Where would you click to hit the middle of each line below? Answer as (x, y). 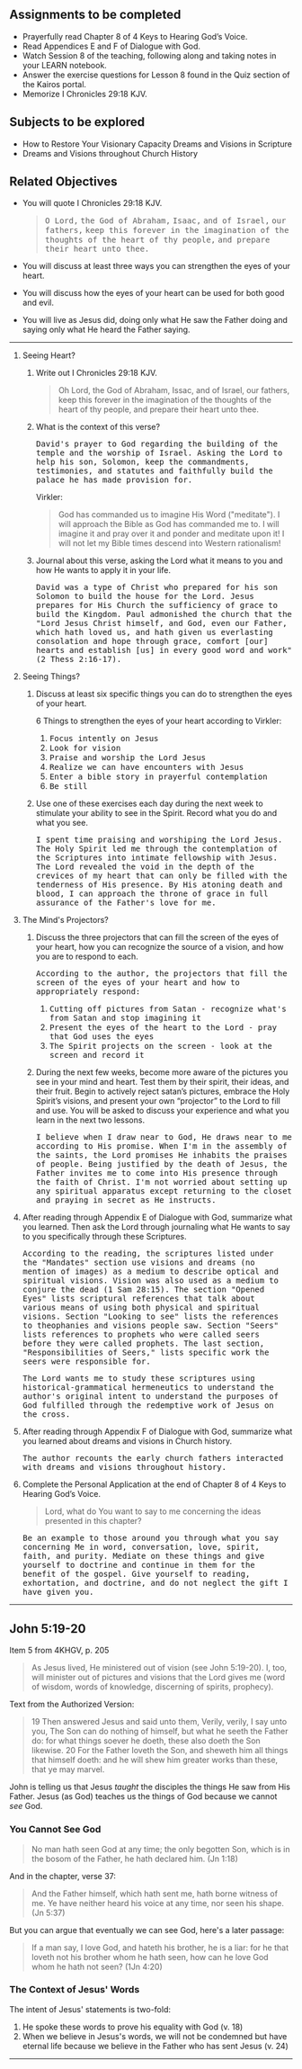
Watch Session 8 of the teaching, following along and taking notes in (149, 55)
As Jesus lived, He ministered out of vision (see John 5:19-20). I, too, (159, 1668)
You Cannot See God (55, 1830)
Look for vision (85, 748)
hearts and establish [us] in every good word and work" (164, 650)
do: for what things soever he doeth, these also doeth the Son (146, 1741)
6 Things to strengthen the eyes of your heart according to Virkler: (159, 721)
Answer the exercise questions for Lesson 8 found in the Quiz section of (156, 75)
